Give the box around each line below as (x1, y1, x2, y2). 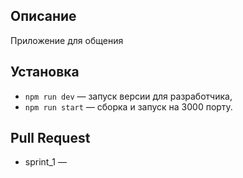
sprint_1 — (24, 156, 67, 168)
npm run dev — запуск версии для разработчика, (24, 90, 233, 102)
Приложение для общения (10, 34, 124, 46)
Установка (10, 64, 80, 81)
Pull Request (10, 130, 91, 147)
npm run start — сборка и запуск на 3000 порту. (24, 100, 233, 113)
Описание (10, 8, 77, 25)
